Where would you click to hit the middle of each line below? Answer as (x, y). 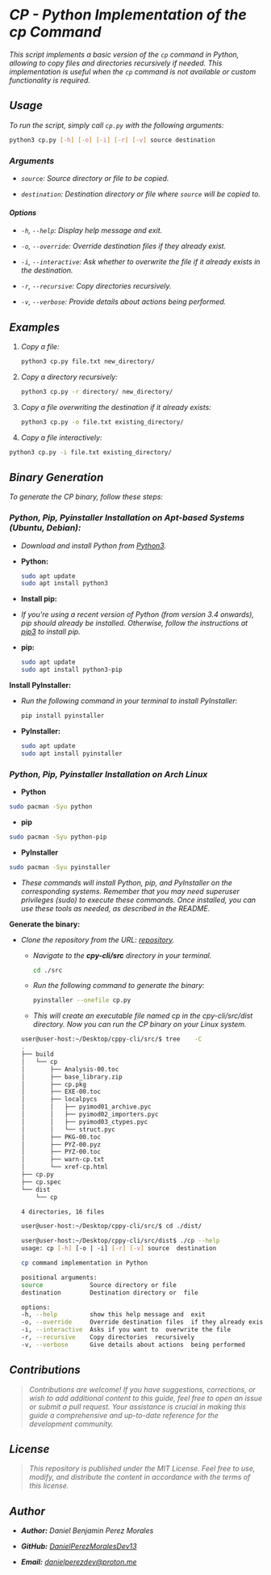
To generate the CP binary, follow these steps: (86, 497)
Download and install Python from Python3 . (94, 545)
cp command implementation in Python (84, 1263)
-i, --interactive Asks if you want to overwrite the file (126, 1330)
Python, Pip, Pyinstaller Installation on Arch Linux (108, 774)
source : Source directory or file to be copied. (95, 178)
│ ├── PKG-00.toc (61, 1137)
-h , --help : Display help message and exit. (92, 230)
